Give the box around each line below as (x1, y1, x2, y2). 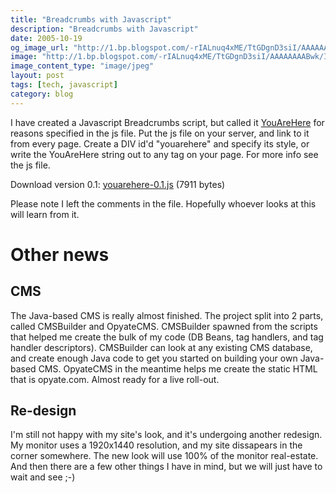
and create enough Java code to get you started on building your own (10, 352, 298, 364)
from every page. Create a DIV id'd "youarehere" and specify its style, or (10, 137, 310, 150)
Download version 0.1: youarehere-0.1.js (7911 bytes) (10, 178, 226, 190)
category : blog (10, 89, 74, 99)
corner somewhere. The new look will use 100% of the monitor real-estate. (10, 450, 319, 462)
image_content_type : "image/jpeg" (10, 61, 155, 71)
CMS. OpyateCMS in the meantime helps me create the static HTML (38, 362, 318, 375)
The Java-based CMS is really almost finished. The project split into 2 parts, (10, 309, 324, 321)
